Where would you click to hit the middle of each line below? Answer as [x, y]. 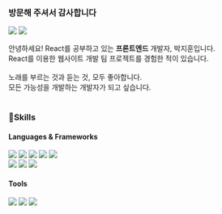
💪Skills [22, 117]
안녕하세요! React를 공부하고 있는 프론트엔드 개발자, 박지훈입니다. [112, 48]
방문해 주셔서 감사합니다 [53, 12]
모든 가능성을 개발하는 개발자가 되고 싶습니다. [80, 87]
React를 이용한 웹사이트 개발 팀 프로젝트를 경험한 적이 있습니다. [109, 59]
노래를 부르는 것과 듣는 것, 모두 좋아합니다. [75, 78]
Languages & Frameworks [53, 136]
